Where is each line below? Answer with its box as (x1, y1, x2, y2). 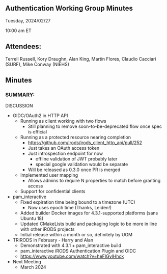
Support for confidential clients (20, 188, 86, 195)
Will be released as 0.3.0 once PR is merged (27, 167, 121, 173)
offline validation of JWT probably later (35, 156, 118, 162)
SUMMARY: (5, 91, 35, 98)
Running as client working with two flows (20, 118, 107, 124)
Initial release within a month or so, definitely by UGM (20, 232, 133, 238)
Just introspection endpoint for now (27, 150, 103, 157)
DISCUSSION (5, 103, 33, 109)
